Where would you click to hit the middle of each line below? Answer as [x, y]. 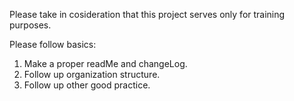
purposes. [30, 25]
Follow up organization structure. [92, 74]
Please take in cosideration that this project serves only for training [147, 14]
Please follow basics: [53, 44]
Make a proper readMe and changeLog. [105, 63]
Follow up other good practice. [87, 85]
